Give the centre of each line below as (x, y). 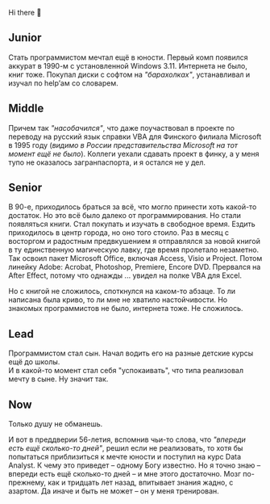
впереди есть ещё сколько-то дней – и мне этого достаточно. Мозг (125, 474)
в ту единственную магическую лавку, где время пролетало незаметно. (134, 250)
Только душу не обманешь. (56, 424)
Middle (26, 109)
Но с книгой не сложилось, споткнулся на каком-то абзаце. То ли (122, 292)
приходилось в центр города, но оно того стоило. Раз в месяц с (119, 233)
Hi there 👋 (25, 13)
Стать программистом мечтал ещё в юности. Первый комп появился (128, 57)
